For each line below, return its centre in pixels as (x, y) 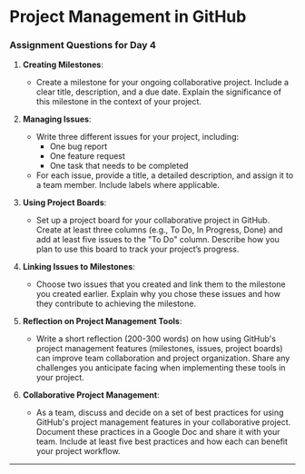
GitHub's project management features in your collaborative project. (163, 422)
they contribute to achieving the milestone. (116, 304)
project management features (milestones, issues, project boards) (159, 349)
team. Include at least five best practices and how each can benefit (162, 441)
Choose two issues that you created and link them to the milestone (161, 284)
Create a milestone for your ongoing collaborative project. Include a (162, 83)
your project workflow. (78, 451)
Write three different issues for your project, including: (138, 137)
